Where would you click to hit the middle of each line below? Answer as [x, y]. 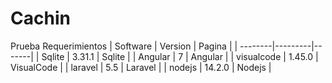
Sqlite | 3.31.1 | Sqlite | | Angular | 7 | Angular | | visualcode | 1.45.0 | [180, 56]
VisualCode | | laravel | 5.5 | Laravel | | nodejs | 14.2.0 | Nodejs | [141, 67]
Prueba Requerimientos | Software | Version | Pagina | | [124, 46]
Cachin [40, 18]
